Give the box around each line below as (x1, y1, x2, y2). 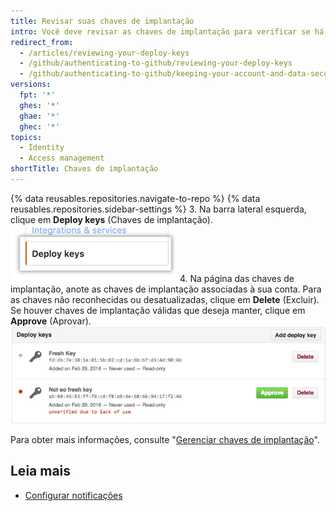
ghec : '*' (19, 121, 60, 132)
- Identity (19, 143, 65, 153)
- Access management (19, 153, 105, 164)
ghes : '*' (19, 100, 60, 110)
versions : (10, 80, 52, 90)
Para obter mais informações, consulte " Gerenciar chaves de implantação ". (10, 433, 320, 445)
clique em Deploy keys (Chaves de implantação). (10, 213, 213, 225)
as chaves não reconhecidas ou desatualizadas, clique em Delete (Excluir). (10, 293, 320, 305)
